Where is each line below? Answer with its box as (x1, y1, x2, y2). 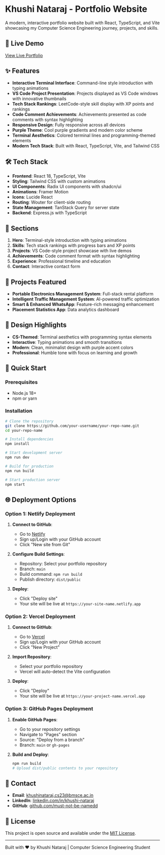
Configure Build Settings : (12, 551, 65, 557)
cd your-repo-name (5, 428, 43, 433)
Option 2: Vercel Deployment (5, 613, 76, 620)
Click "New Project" (19, 644, 60, 650)
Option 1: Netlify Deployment (5, 510, 75, 517)
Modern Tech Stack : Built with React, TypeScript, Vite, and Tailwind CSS (12, 143, 160, 149)
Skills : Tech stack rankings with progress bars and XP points (12, 243, 136, 249)
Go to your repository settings (19, 726, 81, 732)
